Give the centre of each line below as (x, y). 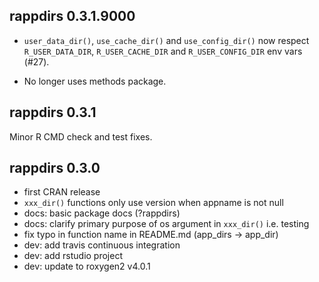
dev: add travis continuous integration (102, 245)
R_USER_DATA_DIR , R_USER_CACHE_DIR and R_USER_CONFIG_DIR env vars (163, 51)
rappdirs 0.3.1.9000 (72, 16)
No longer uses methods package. (95, 81)
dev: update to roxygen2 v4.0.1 (87, 266)
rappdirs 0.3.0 (55, 168)
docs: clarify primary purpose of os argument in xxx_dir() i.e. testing (166, 224)
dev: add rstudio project (73, 256)
